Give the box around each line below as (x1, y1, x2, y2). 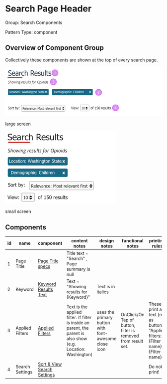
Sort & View (38, 361, 62, 367)
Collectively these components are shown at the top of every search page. (5, 57, 158, 63)
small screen (5, 208, 31, 214)
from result (121, 338, 143, 344)
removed (121, 333, 139, 339)
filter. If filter (66, 314, 92, 320)
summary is (66, 266, 90, 272)
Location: (66, 346, 86, 352)
